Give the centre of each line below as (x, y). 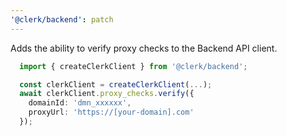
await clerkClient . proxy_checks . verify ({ (107, 94)
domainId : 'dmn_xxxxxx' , (80, 103)
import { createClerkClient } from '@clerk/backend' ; (133, 66)
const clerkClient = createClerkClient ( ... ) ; (116, 84)
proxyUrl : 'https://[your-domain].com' (111, 112)
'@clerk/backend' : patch (62, 19)
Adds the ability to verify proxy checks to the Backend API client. (144, 48)
